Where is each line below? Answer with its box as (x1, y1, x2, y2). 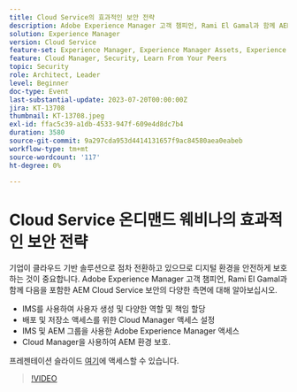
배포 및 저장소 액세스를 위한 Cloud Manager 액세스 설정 (21, 315, 215, 326)
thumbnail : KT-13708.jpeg (9, 111, 104, 120)
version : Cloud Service (9, 37, 97, 47)
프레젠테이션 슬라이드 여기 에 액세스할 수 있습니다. (9, 356, 179, 366)
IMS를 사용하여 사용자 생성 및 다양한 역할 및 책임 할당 (21, 304, 206, 314)
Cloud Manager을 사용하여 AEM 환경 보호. (21, 337, 171, 348)
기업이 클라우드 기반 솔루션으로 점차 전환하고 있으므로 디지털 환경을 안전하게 (9, 263, 271, 273)
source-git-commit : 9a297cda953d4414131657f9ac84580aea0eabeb (9, 136, 243, 145)
